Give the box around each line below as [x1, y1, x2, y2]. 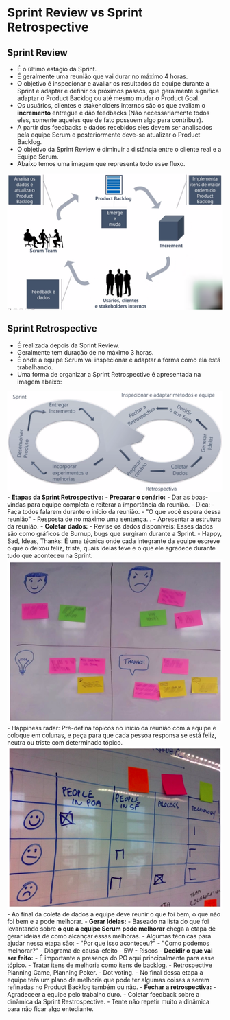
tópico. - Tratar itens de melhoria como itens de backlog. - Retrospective [7, 961, 213, 969]
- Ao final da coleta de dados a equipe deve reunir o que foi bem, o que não [7, 909, 221, 918]
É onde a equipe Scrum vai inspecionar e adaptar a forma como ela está [16, 356, 221, 364]
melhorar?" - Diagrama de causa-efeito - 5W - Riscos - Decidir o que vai [7, 946, 214, 955]
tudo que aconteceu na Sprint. [7, 551, 93, 560]
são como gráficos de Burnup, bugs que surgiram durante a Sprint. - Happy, [7, 530, 222, 538]
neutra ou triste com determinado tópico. [7, 739, 123, 747]
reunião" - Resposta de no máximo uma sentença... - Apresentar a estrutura [7, 515, 222, 523]
